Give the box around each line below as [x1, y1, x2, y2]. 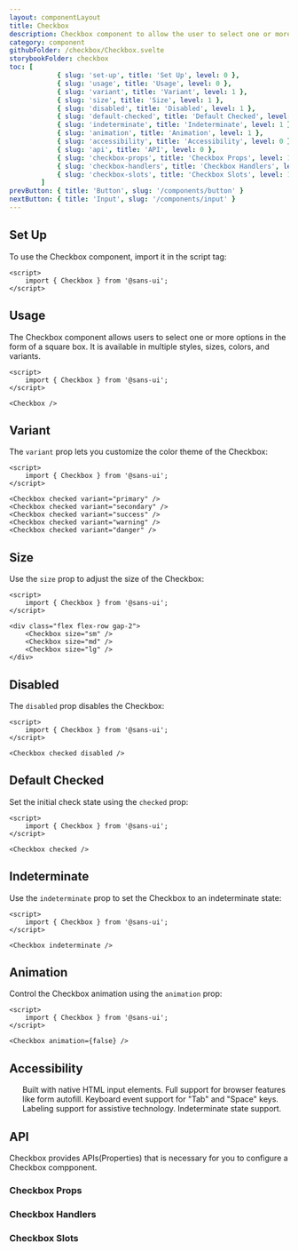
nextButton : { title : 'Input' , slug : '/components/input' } [9, 195, 237, 204]
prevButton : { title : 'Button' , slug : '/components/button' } [9, 187, 244, 195]
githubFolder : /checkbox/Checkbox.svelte [9, 46, 165, 55]
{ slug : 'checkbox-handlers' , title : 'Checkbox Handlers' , [56, 162, 279, 171]
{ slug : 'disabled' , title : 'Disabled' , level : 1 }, [56, 104, 256, 113]
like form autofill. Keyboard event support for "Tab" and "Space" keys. [21, 1094, 279, 1104]
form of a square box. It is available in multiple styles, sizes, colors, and [9, 341, 271, 352]
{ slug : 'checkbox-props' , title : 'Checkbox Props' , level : [56, 153, 284, 163]
